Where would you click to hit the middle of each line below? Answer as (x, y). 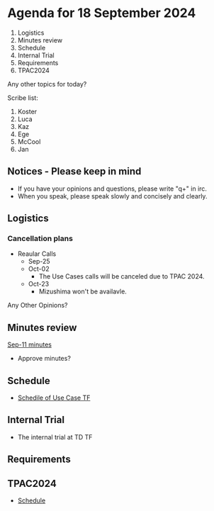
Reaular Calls (37, 254)
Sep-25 (39, 262)
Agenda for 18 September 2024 (102, 13)
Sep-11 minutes (29, 344)
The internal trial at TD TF (55, 437)
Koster (27, 111)
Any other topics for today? (47, 84)
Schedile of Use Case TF (54, 398)
